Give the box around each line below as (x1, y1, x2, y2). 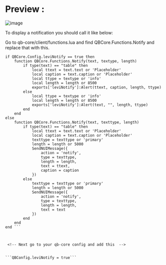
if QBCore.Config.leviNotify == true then (5, 54, 95, 59)
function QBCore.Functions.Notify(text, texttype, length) (14, 120, 140, 125)
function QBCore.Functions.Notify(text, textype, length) (14, 58, 137, 63)
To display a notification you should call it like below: (5, 29, 113, 35)
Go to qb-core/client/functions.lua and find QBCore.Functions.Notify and (5, 39, 155, 45)
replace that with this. (5, 44, 50, 50)
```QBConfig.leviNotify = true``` (5, 255, 77, 260)
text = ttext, (40, 163, 70, 168)
